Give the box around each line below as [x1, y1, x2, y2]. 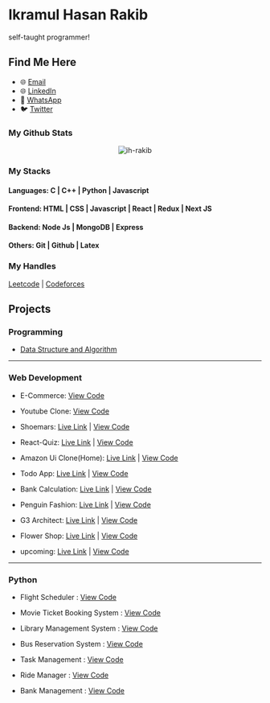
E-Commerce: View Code [19, 390, 104, 400]
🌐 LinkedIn [19, 86, 56, 96]
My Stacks [8, 165, 51, 176]
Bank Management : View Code [19, 685, 125, 695]
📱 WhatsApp [19, 95, 62, 105]
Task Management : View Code [19, 654, 124, 664]
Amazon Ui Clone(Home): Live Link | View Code [19, 453, 178, 462]
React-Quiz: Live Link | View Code [19, 437, 134, 447]
